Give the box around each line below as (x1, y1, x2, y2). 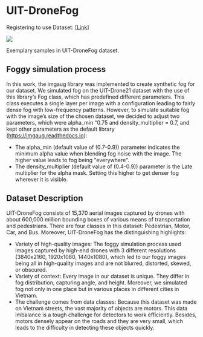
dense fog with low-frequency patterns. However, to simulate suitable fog (6, 106, 190, 113)
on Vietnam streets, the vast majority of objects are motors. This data (14, 304, 188, 312)
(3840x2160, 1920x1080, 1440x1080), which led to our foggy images (14, 253, 186, 260)
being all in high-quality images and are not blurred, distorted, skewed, (14, 260, 192, 267)
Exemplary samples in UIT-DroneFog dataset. (6, 47, 120, 54)
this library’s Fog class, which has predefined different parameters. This (6, 93, 185, 100)
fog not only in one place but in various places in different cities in (14, 285, 179, 292)
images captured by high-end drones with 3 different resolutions (14, 246, 176, 254)
